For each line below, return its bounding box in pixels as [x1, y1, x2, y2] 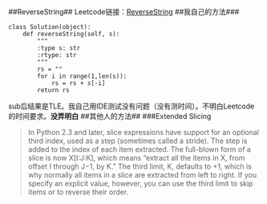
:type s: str [37, 44, 81, 52]
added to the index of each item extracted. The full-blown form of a [27, 145, 251, 154]
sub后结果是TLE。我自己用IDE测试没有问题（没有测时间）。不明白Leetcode [8, 101, 255, 111]
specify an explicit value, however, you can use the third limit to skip [27, 179, 253, 188]
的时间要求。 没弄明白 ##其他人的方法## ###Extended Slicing [8, 112, 212, 120]
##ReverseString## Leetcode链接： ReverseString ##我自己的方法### [8, 7, 240, 16]
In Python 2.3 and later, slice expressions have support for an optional [27, 128, 259, 137]
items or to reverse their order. [27, 187, 129, 197]
